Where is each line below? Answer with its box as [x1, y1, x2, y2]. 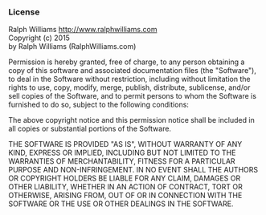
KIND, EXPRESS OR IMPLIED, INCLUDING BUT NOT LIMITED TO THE [8, 148, 236, 158]
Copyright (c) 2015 [8, 33, 71, 43]
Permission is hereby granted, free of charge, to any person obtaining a [8, 57, 245, 67]
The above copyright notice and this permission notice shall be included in [8, 116, 255, 125]
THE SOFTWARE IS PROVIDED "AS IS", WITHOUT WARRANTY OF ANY [8, 140, 243, 149]
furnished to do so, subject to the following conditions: [8, 99, 189, 110]
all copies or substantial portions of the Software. [8, 124, 171, 134]
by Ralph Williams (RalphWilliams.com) [8, 42, 137, 51]
